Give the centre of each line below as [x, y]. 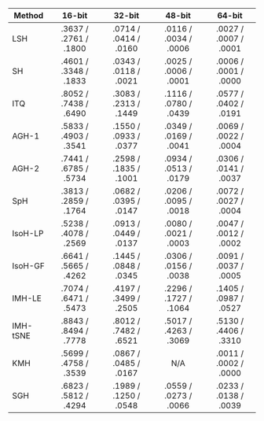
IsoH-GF [28, 266]
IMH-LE [27, 298]
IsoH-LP [28, 233]
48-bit [178, 15]
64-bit [230, 15]
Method [29, 15]
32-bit [126, 15]
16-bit [75, 15]
